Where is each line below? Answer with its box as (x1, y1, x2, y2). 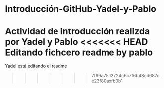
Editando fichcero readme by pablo (5, 47, 153, 58)
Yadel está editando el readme (5, 63, 67, 69)
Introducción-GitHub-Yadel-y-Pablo (5, 3, 157, 15)
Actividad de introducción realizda (5, 26, 150, 37)
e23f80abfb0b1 (91, 78, 123, 84)
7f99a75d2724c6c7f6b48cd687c (91, 73, 160, 79)
